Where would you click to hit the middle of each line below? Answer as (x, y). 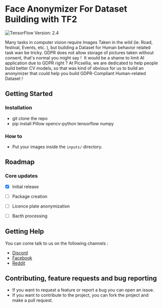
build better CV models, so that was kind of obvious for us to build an (74, 68)
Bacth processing (30, 216)
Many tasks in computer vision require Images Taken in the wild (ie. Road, (79, 42)
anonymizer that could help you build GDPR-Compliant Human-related (75, 73)
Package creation (30, 196)
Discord (20, 252)
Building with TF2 (41, 19)
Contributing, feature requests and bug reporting (81, 279)
